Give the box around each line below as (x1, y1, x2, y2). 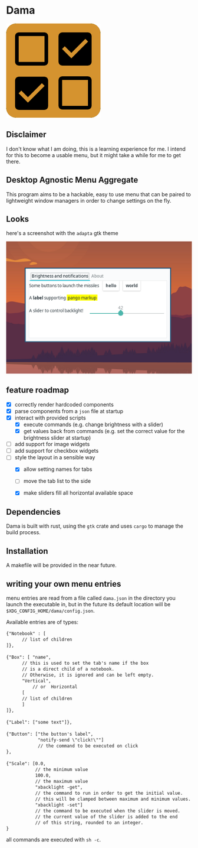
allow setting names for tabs (23, 466, 93, 473)
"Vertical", (21, 678, 51, 684)
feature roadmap (6, 385, 70, 395)
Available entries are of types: (6, 618, 78, 625)
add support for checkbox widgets (14, 447, 99, 454)
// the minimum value (35, 766, 88, 772)
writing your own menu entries (6, 579, 121, 589)
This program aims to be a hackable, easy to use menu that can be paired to (6, 190, 192, 198)
